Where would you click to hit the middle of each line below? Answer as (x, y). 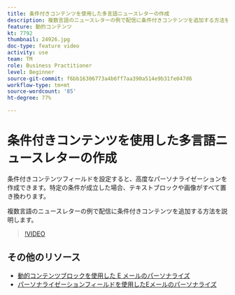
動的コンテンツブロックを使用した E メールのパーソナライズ (104, 275)
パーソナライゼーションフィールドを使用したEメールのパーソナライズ (117, 284)
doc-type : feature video (43, 46)
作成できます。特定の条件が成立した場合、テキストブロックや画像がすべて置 (117, 187)
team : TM (20, 59)
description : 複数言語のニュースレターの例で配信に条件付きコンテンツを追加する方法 (116, 20)
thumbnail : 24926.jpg (39, 40)
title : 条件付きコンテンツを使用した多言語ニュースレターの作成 (88, 14)
